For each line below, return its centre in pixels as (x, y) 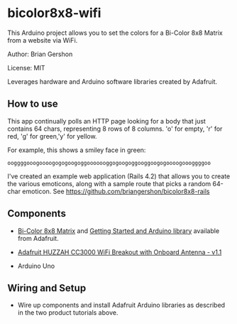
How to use (33, 104)
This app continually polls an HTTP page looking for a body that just (106, 121)
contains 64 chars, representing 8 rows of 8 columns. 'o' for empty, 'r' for (115, 129)
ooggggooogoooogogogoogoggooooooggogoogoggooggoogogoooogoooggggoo (109, 163)
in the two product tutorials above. (68, 313)
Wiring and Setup (47, 288)
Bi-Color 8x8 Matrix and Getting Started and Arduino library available (118, 231)
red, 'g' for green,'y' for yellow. (52, 136)
